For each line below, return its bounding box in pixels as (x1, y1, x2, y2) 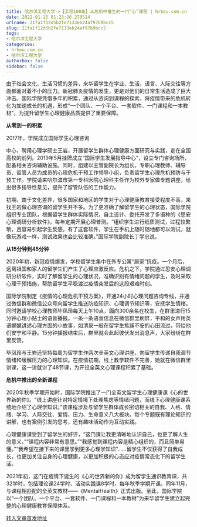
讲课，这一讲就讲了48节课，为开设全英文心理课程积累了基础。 (6, 364, 157, 371)
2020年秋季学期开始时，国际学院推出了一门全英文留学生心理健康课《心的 (6, 389, 184, 396)
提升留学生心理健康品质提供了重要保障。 (23, 109, 122, 116)
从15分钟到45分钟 (6, 245, 49, 253)
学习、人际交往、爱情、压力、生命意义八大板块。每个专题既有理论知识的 (16, 411, 191, 418)
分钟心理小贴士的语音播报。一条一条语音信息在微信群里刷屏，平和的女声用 (6, 315, 186, 322)
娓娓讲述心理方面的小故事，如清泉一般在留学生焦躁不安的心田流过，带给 (11, 322, 186, 329)
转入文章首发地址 (6, 515, 47, 522)
